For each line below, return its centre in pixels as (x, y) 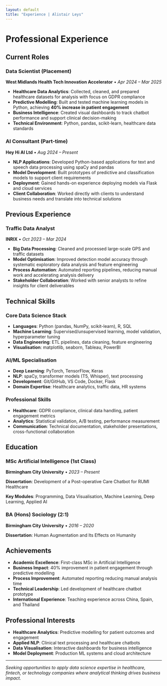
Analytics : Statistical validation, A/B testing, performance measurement (86, 421)
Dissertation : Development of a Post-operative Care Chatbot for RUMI (78, 482)
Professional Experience (57, 39)
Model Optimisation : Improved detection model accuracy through (80, 259)
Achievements (28, 551)
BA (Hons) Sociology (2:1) (37, 515)
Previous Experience (38, 215)
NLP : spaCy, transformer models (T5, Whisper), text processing (78, 376)
